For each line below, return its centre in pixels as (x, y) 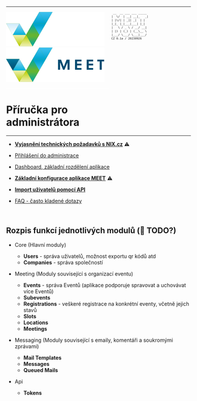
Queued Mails (41, 370)
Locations (36, 322)
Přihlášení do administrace (47, 155)
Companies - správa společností (63, 262)
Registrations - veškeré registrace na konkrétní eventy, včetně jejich (106, 304)
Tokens (33, 393)
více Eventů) (38, 291)
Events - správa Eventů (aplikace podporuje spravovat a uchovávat (105, 285)
